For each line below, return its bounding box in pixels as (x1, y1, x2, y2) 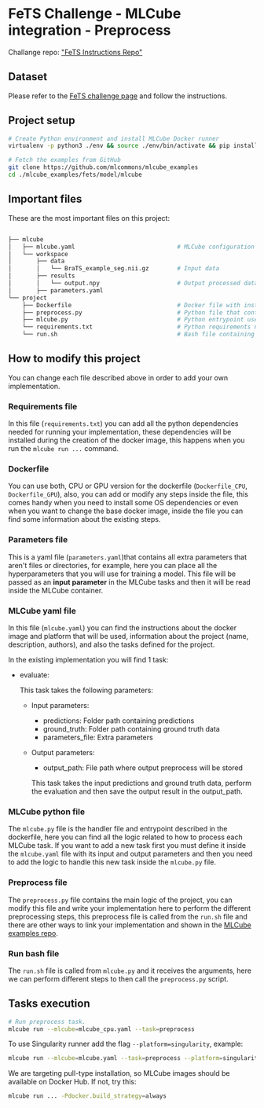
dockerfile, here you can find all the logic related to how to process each (8, 832, 243, 842)
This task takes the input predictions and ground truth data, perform (31, 779, 251, 787)
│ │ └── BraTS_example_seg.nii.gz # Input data (8, 265, 220, 273)
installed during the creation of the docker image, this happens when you (8, 435, 245, 445)
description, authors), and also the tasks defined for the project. (8, 640, 215, 649)
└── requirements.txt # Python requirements (22, 323, 251, 331)
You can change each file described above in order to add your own (8, 372, 229, 382)
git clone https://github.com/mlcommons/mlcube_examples (8, 163, 199, 171)
